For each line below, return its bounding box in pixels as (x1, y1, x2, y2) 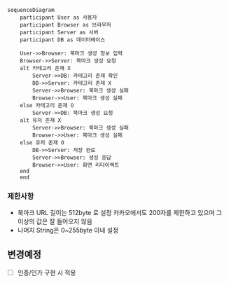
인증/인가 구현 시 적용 (17, 268, 76, 277)
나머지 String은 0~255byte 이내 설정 (17, 226, 119, 235)
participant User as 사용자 (20, 14, 97, 21)
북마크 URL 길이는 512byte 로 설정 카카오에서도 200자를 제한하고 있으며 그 (17, 209, 223, 217)
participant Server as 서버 (20, 29, 99, 36)
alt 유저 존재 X (20, 117, 62, 124)
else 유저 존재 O (20, 139, 64, 146)
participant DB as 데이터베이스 (20, 36, 106, 43)
